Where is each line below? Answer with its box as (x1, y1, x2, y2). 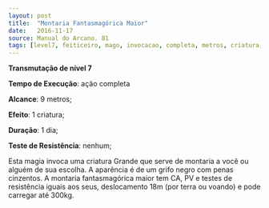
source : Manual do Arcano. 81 (8, 34, 110, 42)
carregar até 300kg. (8, 190, 74, 200)
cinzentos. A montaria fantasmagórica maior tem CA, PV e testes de (8, 174, 233, 183)
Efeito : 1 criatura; (8, 110, 65, 120)
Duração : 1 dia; (8, 126, 58, 135)
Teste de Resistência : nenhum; (8, 141, 112, 150)
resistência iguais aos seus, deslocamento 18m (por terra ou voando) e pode (8, 182, 261, 192)
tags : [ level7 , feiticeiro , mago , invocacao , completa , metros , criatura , (8, 42, 263, 50)
